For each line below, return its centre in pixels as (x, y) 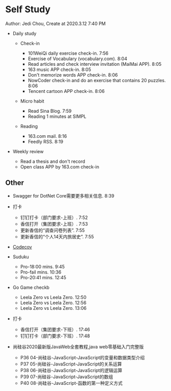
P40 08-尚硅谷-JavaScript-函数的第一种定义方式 (71, 383)
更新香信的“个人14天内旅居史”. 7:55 (57, 236)
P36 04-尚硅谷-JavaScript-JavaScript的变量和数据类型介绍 (82, 357)
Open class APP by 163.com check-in (60, 166)
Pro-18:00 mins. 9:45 (42, 266)
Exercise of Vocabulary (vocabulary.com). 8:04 (78, 58)
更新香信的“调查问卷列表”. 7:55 (53, 230)
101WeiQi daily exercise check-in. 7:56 (68, 53)
